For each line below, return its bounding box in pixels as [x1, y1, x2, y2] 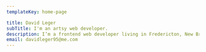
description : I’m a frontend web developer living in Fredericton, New [6, 31, 193, 37]
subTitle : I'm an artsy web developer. [6, 25, 109, 31]
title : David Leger [6, 19, 56, 26]
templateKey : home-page [6, 8, 67, 15]
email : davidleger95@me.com [6, 37, 78, 43]
